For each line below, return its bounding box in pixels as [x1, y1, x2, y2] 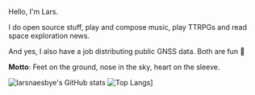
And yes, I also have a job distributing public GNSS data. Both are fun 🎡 [8, 47, 245, 56]
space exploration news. [8, 31, 90, 40]
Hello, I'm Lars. [8, 7, 59, 16]
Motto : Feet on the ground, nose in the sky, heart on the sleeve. [8, 62, 220, 72]
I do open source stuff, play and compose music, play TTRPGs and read [8, 23, 248, 31]
